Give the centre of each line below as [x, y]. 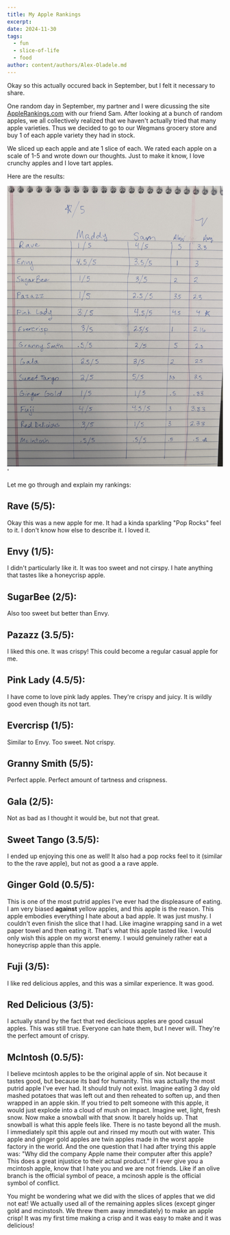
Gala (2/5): [30, 802]
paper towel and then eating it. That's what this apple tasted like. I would [109, 930]
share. [16, 93]
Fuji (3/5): [28, 967]
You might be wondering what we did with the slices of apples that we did [111, 1197]
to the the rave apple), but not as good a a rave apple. [83, 863]
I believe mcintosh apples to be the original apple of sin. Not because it [107, 1074]
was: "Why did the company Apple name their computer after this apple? [110, 1154]
